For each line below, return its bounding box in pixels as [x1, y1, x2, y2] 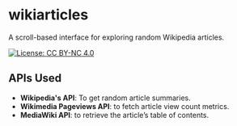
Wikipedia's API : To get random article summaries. [19, 93, 192, 103]
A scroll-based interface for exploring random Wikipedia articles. [8, 32, 225, 42]
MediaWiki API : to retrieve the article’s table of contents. [19, 110, 209, 120]
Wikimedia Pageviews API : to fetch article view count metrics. [19, 101, 230, 111]
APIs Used [8, 71, 62, 86]
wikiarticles [8, 6, 89, 24]
